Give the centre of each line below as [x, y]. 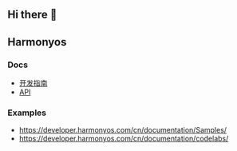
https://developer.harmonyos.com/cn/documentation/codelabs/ [124, 139]
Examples [27, 113]
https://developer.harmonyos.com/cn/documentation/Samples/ [123, 130]
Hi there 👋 [32, 15]
